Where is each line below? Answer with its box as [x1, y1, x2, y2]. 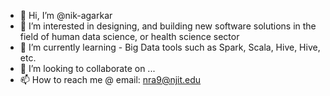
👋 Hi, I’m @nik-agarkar [19, 10, 113, 21]
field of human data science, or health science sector [19, 31, 240, 42]
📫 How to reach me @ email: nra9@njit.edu [19, 74, 202, 85]
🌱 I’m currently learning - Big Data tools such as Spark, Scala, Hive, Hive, [19, 41, 321, 53]
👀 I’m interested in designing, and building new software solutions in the [19, 20, 317, 32]
